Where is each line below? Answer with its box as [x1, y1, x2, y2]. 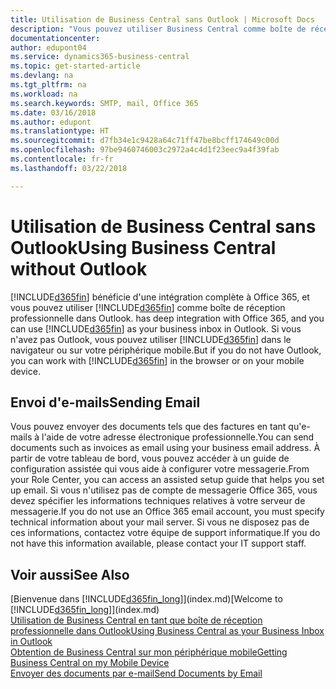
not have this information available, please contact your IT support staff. [10, 537, 307, 550]
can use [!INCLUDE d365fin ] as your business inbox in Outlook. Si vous [10, 322, 302, 335]
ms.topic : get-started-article [10, 61, 141, 71]
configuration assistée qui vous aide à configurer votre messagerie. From [10, 463, 310, 475]
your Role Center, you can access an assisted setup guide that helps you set [10, 474, 325, 486]
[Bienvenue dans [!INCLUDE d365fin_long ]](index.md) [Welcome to [10, 593, 283, 605]
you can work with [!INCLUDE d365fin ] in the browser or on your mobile [10, 354, 305, 366]
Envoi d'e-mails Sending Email [10, 394, 201, 411]
